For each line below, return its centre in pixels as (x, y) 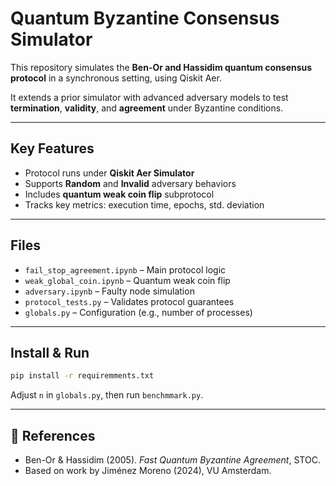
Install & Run (50, 352)
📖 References (53, 435)
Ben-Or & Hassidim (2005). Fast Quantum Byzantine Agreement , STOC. (172, 460)
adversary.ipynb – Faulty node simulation (109, 291)
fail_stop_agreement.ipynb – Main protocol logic (125, 269)
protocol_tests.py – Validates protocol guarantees (129, 301)
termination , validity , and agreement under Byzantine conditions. (147, 108)
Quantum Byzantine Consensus (145, 18)
